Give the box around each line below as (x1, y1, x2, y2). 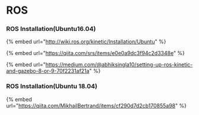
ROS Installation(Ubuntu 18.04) (6, 82, 98, 91)
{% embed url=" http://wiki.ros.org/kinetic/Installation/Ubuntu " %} (6, 38, 166, 45)
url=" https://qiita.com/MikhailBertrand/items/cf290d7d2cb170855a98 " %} (6, 102, 187, 109)
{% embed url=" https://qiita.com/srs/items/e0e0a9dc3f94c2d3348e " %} (6, 50, 185, 57)
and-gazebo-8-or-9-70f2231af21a (6, 68, 90, 75)
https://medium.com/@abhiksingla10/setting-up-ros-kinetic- (45, 61, 193, 68)
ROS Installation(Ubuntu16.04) (6, 25, 96, 33)
